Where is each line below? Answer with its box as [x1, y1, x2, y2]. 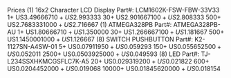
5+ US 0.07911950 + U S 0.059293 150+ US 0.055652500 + [58, 43, 222, 50]
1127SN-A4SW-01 [7, 43, 57, 50]
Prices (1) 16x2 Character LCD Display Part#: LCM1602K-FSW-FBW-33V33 [7, 6, 220, 14]
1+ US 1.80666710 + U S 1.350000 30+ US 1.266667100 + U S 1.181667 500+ [17, 28, 225, 36]
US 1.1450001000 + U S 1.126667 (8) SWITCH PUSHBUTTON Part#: [7, 35, 194, 43]
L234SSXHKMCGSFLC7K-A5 [7, 57, 90, 65]
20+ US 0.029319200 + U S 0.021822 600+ [91, 57, 210, 65]
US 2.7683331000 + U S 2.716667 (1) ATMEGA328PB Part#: [7, 21, 172, 28]
